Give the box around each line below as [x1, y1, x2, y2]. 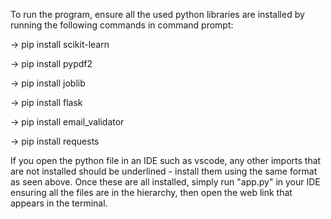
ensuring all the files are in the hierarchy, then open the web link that [10, 187, 293, 198]
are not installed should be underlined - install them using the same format [10, 165, 318, 177]
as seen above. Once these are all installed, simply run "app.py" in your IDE [10, 176, 321, 188]
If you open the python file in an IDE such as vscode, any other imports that [10, 155, 322, 166]
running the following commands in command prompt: [10, 19, 234, 31]
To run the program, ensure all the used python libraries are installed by [10, 9, 305, 20]
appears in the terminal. [10, 197, 108, 209]
